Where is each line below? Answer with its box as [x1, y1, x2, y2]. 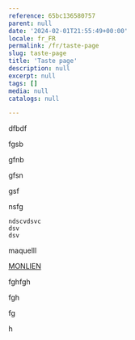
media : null [8, 86, 49, 95]
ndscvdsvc [8, 217, 42, 226]
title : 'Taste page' [8, 57, 78, 65]
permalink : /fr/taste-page [8, 42, 99, 50]
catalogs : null [8, 94, 60, 103]
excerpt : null [8, 72, 57, 80]
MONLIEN [8, 262, 42, 271]
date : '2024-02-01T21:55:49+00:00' [8, 27, 129, 35]
